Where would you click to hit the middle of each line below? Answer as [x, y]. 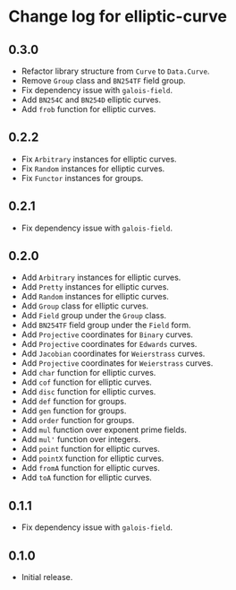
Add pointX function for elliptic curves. [93, 458]
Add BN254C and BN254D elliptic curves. [91, 100]
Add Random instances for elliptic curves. [95, 297]
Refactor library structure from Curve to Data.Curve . [115, 71]
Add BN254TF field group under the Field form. [106, 325]
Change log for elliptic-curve [118, 17]
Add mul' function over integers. [81, 439]
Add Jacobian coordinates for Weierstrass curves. [113, 354]
